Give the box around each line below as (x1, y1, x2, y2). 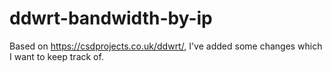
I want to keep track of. (9, 50, 104, 62)
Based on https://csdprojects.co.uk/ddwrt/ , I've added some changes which (9, 40, 323, 52)
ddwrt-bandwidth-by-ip (9, 7, 213, 30)
